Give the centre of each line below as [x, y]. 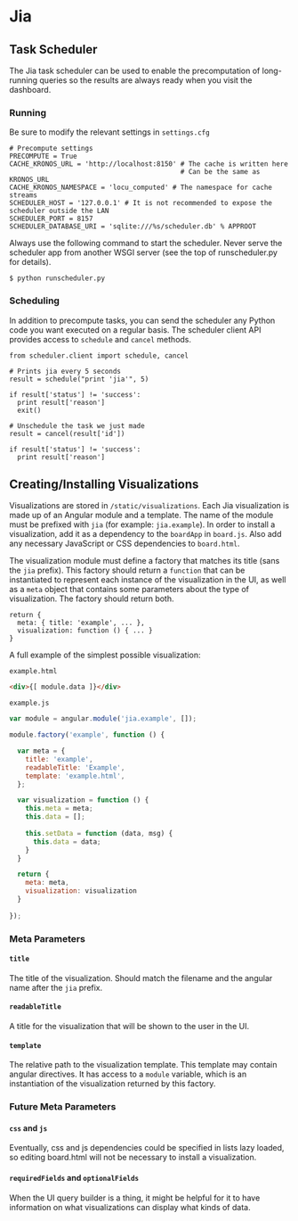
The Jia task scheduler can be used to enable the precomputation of [135, 70]
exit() [29, 410]
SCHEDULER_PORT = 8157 [51, 219]
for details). [30, 262]
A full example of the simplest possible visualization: [105, 655]
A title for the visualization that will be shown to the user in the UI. [129, 1026]
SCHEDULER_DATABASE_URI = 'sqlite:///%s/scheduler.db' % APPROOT [133, 227]
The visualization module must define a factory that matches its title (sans [145, 561]
